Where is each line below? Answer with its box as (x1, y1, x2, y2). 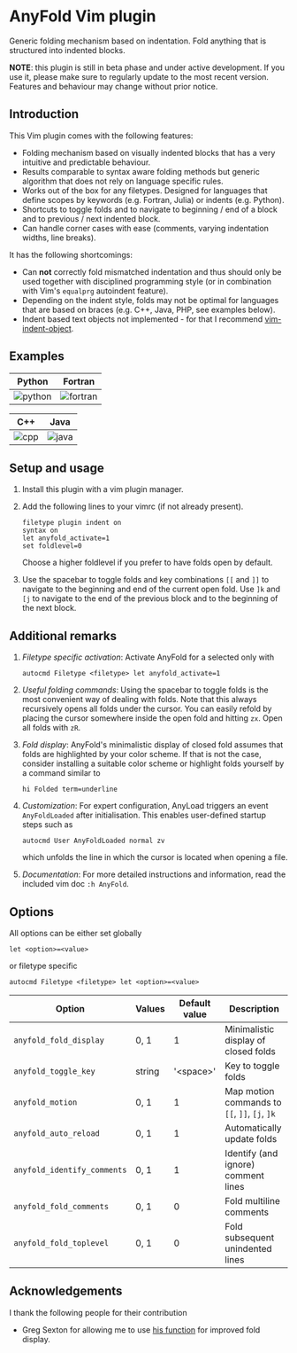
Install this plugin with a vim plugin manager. (21, 484, 184, 495)
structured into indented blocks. (9, 44, 126, 55)
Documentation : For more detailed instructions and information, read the (21, 869, 286, 880)
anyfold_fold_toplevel (13, 1239, 109, 1247)
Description (228, 1003, 280, 1014)
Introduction (9, 106, 80, 121)
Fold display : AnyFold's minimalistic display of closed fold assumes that (21, 739, 284, 750)
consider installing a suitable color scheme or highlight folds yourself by (21, 758, 285, 769)
